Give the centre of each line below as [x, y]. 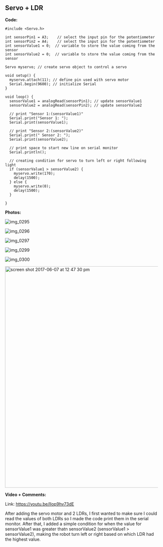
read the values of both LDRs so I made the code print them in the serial [77, 518]
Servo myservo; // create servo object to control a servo [66, 67]
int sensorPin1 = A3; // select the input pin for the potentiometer [80, 37]
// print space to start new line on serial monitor [64, 148]
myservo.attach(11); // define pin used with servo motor [69, 80]
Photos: [13, 212]
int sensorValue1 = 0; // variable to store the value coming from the [80, 46]
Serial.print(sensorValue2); [39, 139]
